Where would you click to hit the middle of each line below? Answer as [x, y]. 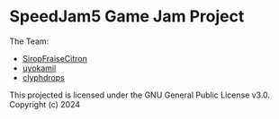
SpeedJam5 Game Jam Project [127, 17]
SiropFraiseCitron [55, 58]
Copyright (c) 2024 [45, 104]
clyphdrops [43, 77]
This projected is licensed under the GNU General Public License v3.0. [140, 95]
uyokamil [39, 68]
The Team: [29, 41]
